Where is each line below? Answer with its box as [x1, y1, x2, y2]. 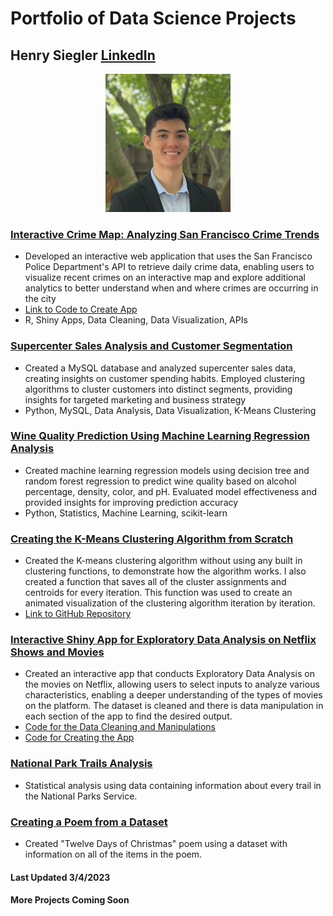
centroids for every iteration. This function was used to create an [24, 587, 293, 599]
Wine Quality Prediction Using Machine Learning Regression [10, 429, 310, 443]
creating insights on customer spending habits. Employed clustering [24, 372, 305, 384]
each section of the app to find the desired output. [24, 710, 233, 722]
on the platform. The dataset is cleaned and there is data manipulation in [24, 700, 324, 712]
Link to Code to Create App [24, 303, 138, 316]
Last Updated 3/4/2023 [10, 871, 111, 883]
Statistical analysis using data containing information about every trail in [24, 779, 322, 791]
